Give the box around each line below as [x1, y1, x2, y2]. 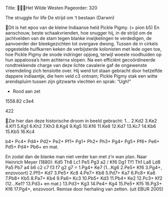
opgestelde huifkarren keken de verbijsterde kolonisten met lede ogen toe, [5, 46, 162, 52]
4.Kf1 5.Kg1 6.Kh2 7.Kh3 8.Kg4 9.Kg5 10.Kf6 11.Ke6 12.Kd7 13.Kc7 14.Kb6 [5, 123, 156, 129]
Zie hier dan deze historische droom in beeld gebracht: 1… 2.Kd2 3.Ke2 [8, 118, 157, 124]
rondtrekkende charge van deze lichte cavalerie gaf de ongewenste [5, 62, 147, 68]
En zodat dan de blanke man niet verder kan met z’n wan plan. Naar [5, 154, 147, 159]
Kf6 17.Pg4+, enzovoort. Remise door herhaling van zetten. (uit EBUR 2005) [5, 186, 164, 192]
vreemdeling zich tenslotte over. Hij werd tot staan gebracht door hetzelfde [5, 68, 163, 74]
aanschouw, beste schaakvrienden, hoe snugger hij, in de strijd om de [5, 30, 153, 36]
